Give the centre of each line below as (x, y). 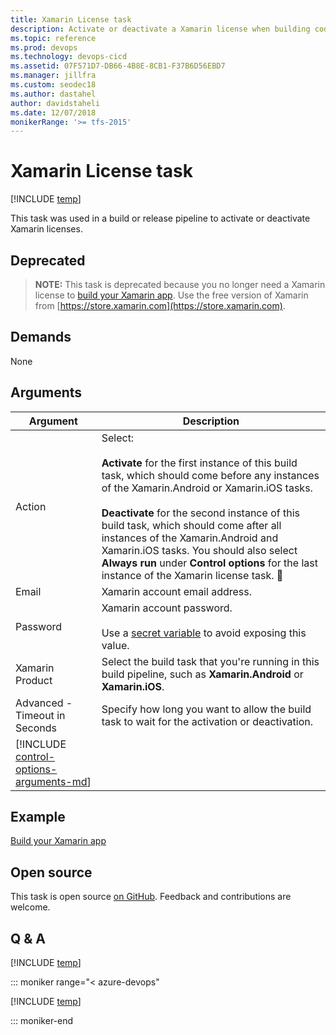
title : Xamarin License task (71, 19)
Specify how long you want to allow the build (206, 709)
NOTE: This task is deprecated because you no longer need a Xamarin (180, 284)
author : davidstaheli (55, 103)
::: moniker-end (42, 1021)
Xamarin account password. (167, 608)
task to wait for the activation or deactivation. (207, 721)
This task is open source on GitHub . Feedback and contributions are (151, 897)
